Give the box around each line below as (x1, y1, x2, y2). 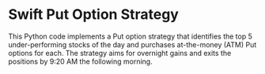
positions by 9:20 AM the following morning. (8, 57, 153, 66)
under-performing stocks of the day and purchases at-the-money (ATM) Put (8, 39, 257, 49)
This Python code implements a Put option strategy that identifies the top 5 (8, 31, 253, 41)
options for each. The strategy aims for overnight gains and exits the (8, 48, 232, 57)
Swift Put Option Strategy (8, 6, 180, 24)
